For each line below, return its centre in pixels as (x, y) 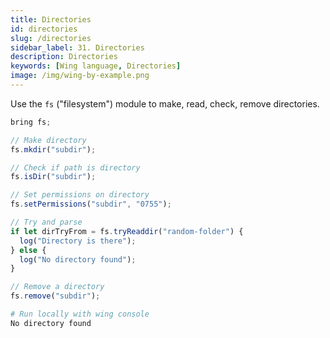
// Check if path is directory (75, 167)
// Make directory (48, 140)
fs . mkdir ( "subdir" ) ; (53, 149)
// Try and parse (46, 222)
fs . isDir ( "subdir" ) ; (53, 177)
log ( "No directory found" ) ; (78, 259)
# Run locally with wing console (80, 314)
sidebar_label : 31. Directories (77, 47)
